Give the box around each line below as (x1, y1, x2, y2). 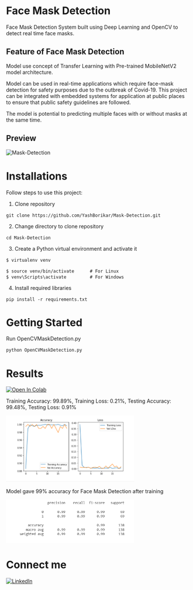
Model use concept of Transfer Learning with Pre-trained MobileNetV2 (6, 62, 177, 69)
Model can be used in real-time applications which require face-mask (6, 80, 174, 87)
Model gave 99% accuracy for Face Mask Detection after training (6, 487, 164, 494)
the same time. (6, 116, 42, 123)
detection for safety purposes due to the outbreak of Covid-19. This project (6, 86, 187, 93)
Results (6, 367, 44, 380)
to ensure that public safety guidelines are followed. (6, 99, 131, 106)
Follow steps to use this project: (6, 189, 83, 196)
